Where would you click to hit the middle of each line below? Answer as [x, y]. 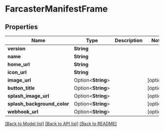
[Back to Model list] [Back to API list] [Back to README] [61, 124]
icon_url [17, 72]
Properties [21, 27]
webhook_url [23, 112]
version [17, 49]
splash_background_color [38, 104]
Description [129, 41]
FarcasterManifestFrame [57, 9]
